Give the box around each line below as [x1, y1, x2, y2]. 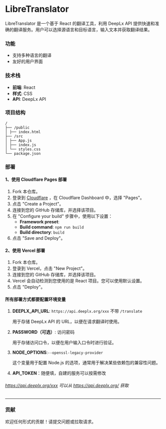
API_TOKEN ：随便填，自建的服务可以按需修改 [12, 370, 106, 376]
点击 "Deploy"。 [12, 284, 45, 290]
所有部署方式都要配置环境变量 [5, 296, 66, 302]
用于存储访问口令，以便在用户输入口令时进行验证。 [12, 340, 117, 345]
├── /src [5, 133, 23, 139]
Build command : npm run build [19, 224, 84, 230]
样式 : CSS [12, 90, 33, 96]
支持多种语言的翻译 [12, 52, 52, 58]
